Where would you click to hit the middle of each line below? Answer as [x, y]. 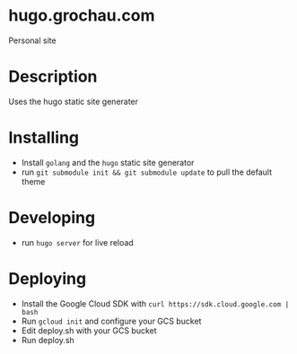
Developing [52, 218]
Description [53, 77]
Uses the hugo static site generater [74, 101]
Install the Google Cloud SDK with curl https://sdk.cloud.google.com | [155, 303]
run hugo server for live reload [77, 242]
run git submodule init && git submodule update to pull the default [147, 172]
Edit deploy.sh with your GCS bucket [89, 330]
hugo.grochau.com [82, 16]
